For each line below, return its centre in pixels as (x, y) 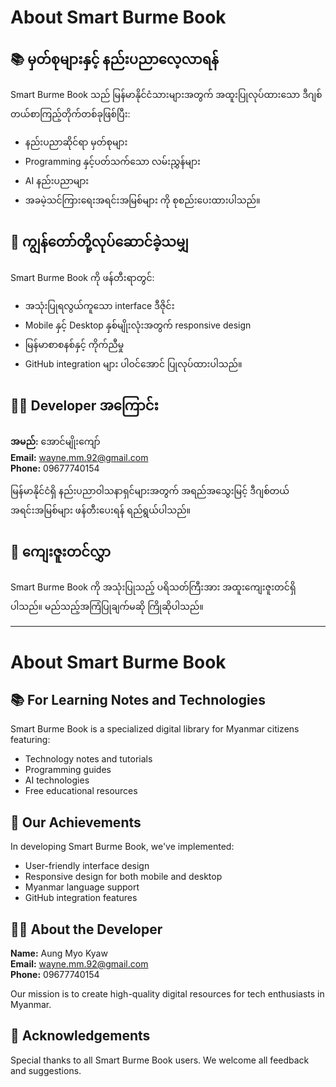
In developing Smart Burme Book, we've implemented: (122, 847)
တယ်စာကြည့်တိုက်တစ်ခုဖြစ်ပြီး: (70, 114)
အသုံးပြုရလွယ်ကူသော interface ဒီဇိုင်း (99, 305)
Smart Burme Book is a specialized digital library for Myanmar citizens (155, 729)
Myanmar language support (82, 887)
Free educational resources (81, 791)
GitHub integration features (81, 898)
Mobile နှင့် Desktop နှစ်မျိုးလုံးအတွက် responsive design (138, 325)
